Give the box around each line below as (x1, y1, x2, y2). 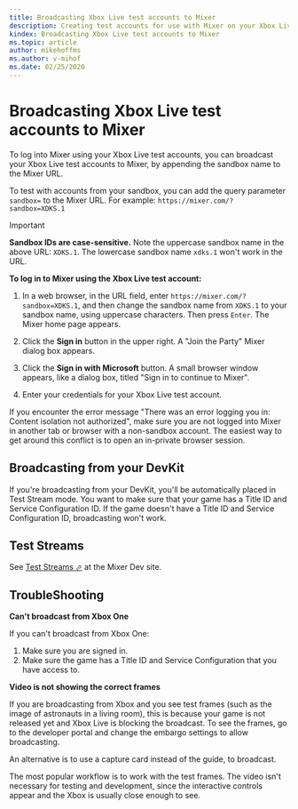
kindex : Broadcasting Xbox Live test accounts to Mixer (9, 29, 220, 38)
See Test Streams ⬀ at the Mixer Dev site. (9, 562, 162, 573)
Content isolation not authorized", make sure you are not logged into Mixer (9, 415, 281, 427)
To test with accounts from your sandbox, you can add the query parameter (9, 185, 286, 196)
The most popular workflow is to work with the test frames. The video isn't (9, 771, 282, 782)
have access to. (21, 664, 81, 676)
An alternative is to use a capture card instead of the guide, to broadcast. (9, 754, 277, 765)
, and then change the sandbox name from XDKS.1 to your (78, 300, 287, 310)
